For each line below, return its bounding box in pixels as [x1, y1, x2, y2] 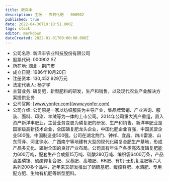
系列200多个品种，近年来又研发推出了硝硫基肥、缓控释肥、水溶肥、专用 [12, 164, 162, 170]
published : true [5, 17, 39, 22]
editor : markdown [5, 31, 42, 36]
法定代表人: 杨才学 [12, 81, 51, 87]
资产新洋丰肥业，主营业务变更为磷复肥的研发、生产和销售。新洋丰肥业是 [12, 119, 162, 125]
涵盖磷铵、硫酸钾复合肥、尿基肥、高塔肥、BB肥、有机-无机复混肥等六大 [12, 157, 162, 163]
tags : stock [5, 26, 30, 31]
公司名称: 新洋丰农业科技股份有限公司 [12, 50, 91, 56]
